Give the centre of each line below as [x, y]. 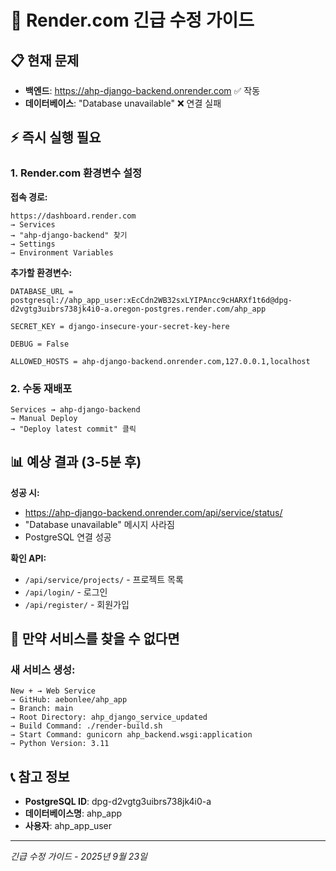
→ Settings [33, 244]
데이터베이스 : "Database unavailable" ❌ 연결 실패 [123, 103]
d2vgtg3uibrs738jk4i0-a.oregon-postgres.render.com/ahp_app [138, 309]
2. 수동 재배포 [41, 388]
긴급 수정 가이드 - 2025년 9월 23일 [79, 857]
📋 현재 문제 [45, 60]
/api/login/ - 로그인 [66, 592]
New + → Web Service [53, 691]
